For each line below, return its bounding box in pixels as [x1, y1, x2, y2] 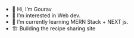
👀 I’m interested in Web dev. [11, 12, 81, 19]
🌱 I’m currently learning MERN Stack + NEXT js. [11, 18, 129, 25]
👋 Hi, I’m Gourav [11, 6, 52, 12]
